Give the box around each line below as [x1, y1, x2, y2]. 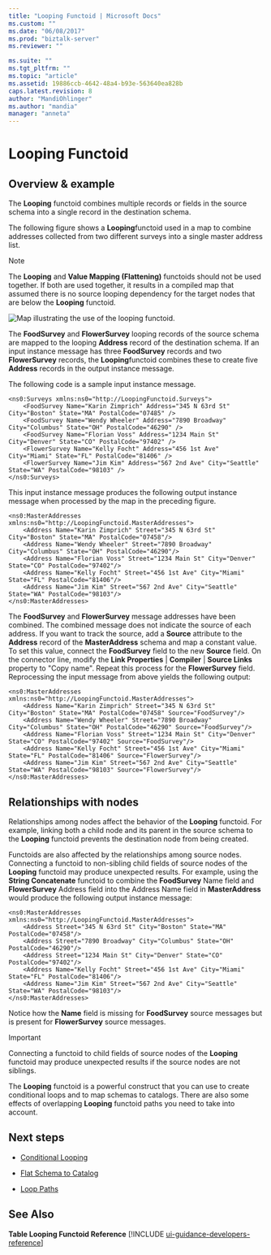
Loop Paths [19, 1183, 59, 1193]
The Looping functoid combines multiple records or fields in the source [8, 198, 247, 208]
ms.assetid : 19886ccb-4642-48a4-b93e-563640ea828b [8, 79, 183, 88]
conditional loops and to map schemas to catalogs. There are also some [8, 1090, 249, 1100]
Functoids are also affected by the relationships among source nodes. [8, 849, 242, 859]
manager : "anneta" [8, 110, 71, 118]
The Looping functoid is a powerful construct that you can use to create [8, 1081, 250, 1091]
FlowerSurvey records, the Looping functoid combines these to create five [8, 355, 258, 365]
